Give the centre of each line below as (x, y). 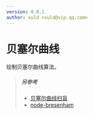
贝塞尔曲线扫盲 (49, 98)
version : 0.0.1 (25, 12)
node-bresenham (52, 105)
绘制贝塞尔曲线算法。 (33, 67)
